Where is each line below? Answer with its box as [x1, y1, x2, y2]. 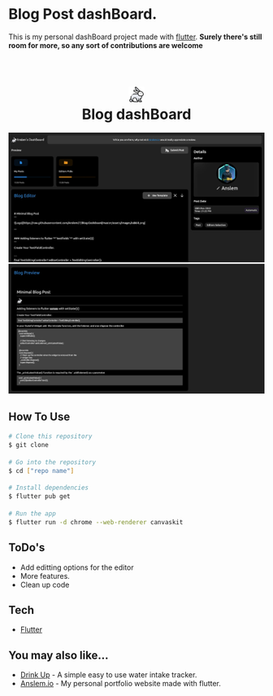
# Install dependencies [8, 484, 89, 492]
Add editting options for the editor [19, 562, 134, 572]
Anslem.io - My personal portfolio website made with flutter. [19, 679, 221, 689]
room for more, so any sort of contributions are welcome [8, 40, 203, 50]
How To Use [8, 409, 71, 423]
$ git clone [8, 440, 49, 449]
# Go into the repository [8, 457, 96, 466]
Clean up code [19, 580, 70, 589]
